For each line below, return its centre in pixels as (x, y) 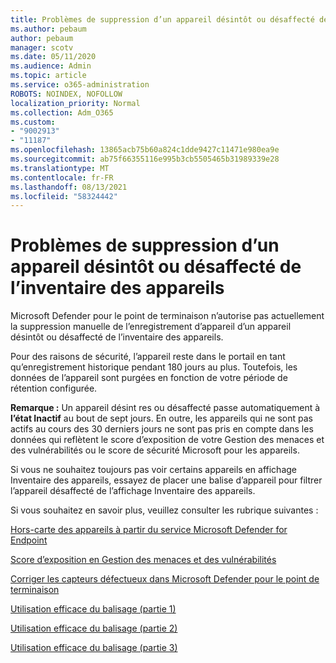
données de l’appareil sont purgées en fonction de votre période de (149, 378)
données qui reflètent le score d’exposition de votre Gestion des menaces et (167, 440)
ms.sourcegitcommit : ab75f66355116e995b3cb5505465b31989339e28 (145, 159)
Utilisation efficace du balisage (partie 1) (93, 609)
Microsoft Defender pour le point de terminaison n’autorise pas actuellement (167, 316)
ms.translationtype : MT (60, 168)
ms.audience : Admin (51, 66)
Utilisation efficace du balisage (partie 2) (94, 628)
